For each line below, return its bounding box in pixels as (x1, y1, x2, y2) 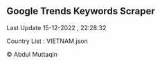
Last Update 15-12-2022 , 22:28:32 (6, 23, 107, 31)
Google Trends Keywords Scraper (6, 5, 155, 17)
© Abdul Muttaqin (6, 50, 58, 58)
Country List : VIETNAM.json (6, 37, 88, 45)
